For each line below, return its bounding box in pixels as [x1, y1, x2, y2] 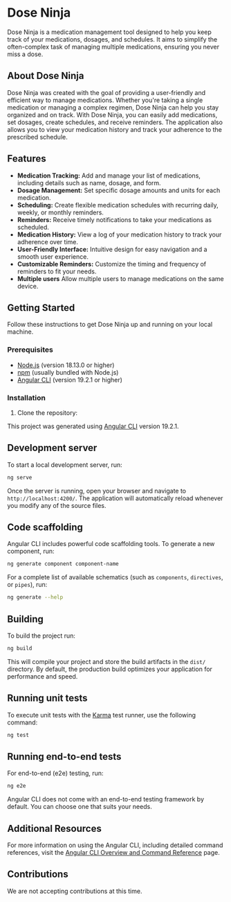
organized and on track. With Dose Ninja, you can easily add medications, [7, 110, 218, 119]
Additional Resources [7, 822, 102, 834]
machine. [7, 327, 34, 336]
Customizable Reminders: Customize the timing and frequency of [17, 259, 207, 268]
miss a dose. [7, 50, 44, 58]
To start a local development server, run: [7, 460, 122, 469]
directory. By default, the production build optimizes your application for [7, 665, 213, 673]
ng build [7, 645, 33, 652]
